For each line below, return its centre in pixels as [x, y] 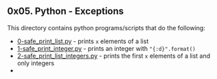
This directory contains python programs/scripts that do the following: [106, 27]
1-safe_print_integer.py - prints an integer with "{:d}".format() [106, 48]
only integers [36, 63]
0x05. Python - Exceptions [66, 11]
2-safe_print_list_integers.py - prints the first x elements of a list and [114, 56]
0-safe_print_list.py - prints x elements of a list [83, 41]
